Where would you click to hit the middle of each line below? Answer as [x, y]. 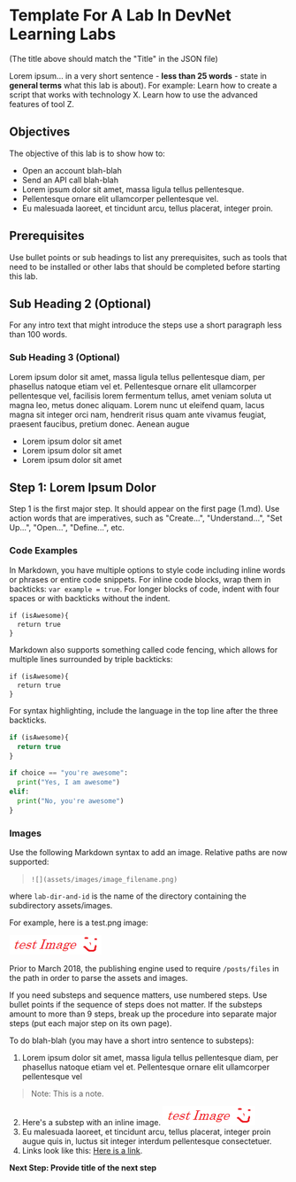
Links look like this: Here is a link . [82, 1151]
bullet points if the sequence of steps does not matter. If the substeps [136, 1005]
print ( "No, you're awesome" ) [71, 801]
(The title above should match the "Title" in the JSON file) [114, 58]
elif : [19, 792]
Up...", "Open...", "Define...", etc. [67, 528]
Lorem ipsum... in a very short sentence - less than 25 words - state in [138, 75]
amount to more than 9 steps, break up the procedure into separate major [143, 1014]
